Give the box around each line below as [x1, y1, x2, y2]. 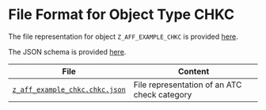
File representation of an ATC [133, 79, 242, 90]
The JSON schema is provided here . [8, 47, 127, 56]
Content [177, 66, 210, 77]
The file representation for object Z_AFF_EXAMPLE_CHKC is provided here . [8, 32, 239, 41]
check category [133, 89, 192, 100]
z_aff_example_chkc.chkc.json [12, 85, 127, 94]
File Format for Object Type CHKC [8, 6, 235, 24]
